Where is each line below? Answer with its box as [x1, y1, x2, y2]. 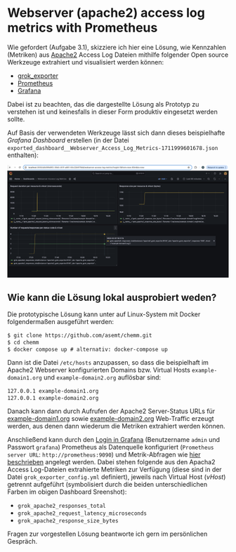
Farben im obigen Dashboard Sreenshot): [7, 487, 127, 496]
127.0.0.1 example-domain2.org [7, 395, 99, 402]
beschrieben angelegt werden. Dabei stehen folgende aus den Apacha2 [7, 458, 216, 466]
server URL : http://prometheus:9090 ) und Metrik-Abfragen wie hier [7, 450, 201, 459]
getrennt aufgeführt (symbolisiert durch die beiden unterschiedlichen [7, 480, 208, 489]
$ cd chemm [7, 339, 39, 346]
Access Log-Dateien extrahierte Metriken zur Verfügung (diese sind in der [7, 465, 223, 474]
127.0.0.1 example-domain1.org [7, 388, 99, 395]
